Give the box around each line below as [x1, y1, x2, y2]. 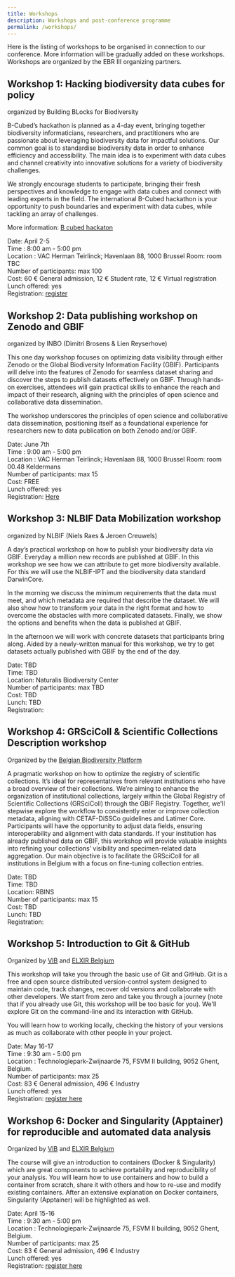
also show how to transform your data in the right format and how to [7, 603, 205, 612]
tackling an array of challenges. [7, 210, 98, 218]
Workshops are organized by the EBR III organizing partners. [7, 58, 182, 66]
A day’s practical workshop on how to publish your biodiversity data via [7, 545, 214, 553]
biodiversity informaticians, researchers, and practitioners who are [7, 129, 200, 137]
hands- [203, 376, 224, 383]
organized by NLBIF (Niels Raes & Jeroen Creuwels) [7, 531, 158, 540]
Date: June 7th [7, 440, 50, 448]
